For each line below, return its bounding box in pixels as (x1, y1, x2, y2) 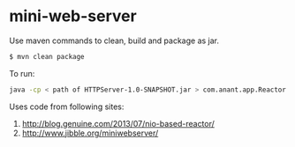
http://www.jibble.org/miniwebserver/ (21, 128, 159, 138)
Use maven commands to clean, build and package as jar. (9, 35, 219, 46)
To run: (9, 68, 35, 78)
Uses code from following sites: (9, 101, 125, 112)
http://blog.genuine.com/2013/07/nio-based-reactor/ (21, 118, 215, 129)
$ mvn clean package (9, 52, 86, 61)
